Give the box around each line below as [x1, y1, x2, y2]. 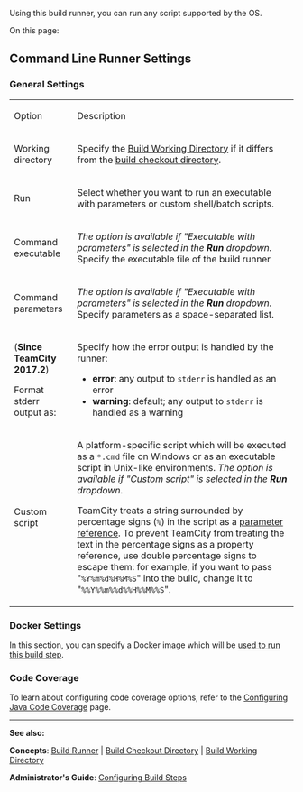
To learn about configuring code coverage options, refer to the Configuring [9, 692, 289, 703]
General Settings [9, 78, 85, 91]
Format [14, 383, 44, 396]
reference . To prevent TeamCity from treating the [76, 527, 285, 539]
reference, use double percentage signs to [76, 549, 257, 562]
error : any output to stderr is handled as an [92, 372, 277, 384]
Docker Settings [9, 619, 82, 631]
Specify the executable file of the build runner [76, 253, 271, 265]
